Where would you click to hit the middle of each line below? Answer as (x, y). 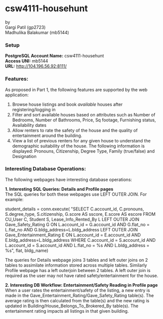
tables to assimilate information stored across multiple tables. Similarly (76, 265)
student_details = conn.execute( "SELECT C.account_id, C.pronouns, (75, 209)
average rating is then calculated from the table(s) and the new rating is (77, 300)
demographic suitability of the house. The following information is (78, 146)
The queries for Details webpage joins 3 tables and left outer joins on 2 (77, 260)
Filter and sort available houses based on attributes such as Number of (84, 114)
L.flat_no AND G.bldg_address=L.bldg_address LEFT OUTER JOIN (71, 229)
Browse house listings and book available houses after (67, 104)
